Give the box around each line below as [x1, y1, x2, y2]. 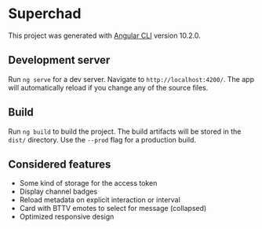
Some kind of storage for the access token [19, 179, 158, 188]
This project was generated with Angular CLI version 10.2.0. [8, 31, 202, 40]
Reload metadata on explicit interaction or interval [19, 195, 180, 205]
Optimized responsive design [19, 212, 115, 221]
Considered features [8, 157, 111, 171]
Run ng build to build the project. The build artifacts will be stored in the [8, 127, 242, 136]
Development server [8, 54, 111, 67]
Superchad [8, 5, 82, 23]
